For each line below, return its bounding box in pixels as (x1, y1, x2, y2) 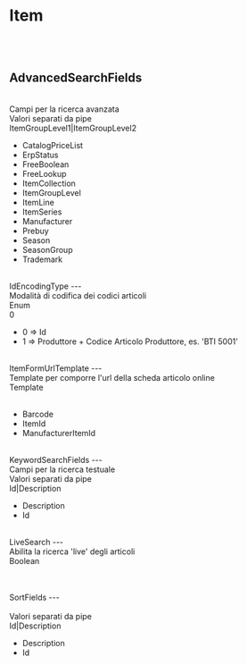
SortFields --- (9, 592, 60, 602)
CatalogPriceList (21, 139, 83, 150)
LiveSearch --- (9, 536, 64, 547)
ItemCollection (21, 178, 76, 189)
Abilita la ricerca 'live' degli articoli (9, 546, 136, 557)
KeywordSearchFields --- (9, 454, 103, 465)
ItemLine (21, 197, 55, 207)
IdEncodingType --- (9, 281, 82, 291)
